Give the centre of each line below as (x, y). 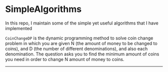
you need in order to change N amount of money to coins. (65, 59)
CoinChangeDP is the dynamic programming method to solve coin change (79, 38)
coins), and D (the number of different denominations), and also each (76, 48)
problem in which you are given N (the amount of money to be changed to (81, 43)
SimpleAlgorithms (43, 9)
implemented (19, 28)
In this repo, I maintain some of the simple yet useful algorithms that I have (82, 23)
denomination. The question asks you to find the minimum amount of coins (82, 54)
